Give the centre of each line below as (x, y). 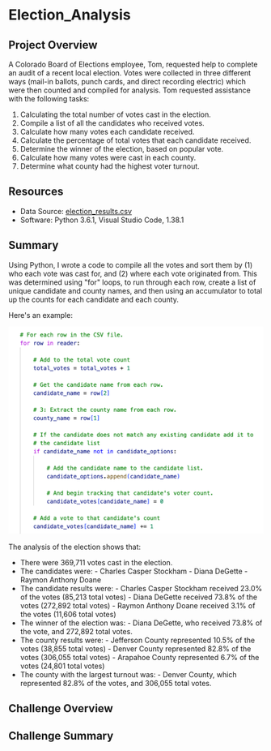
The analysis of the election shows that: (75, 547)
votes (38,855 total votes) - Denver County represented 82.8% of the (135, 648)
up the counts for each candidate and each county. (94, 299)
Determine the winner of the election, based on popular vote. (122, 149)
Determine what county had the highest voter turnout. (110, 166)
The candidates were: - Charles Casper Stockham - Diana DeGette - (134, 571)
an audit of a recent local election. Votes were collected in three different (130, 73)
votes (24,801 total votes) (62, 666)
